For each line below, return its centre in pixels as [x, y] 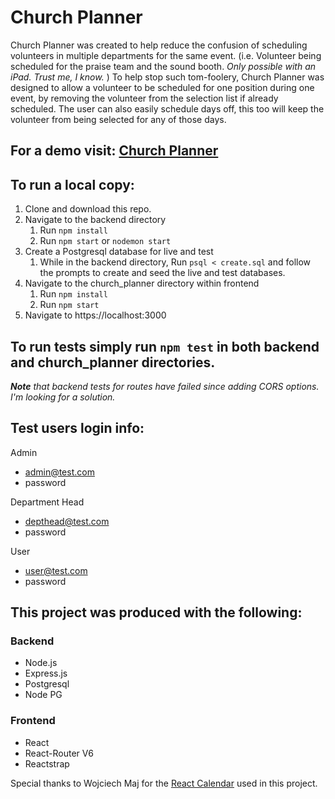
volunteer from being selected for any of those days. [118, 119]
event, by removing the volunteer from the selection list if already [144, 98]
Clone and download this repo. [88, 209]
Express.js [46, 673]
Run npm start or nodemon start [105, 241]
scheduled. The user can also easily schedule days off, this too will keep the [167, 108]
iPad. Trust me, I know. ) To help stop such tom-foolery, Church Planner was [167, 77]
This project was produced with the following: [156, 612]
